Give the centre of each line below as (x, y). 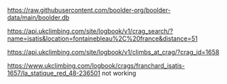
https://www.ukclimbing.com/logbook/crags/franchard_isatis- (96, 65)
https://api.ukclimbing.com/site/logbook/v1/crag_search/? (90, 31)
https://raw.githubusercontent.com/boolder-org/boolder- (89, 10)
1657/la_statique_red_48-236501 (54, 73)
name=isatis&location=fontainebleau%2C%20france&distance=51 (102, 38)
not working (119, 73)
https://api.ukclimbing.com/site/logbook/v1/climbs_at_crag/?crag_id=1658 (113, 52)
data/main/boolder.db (38, 17)
